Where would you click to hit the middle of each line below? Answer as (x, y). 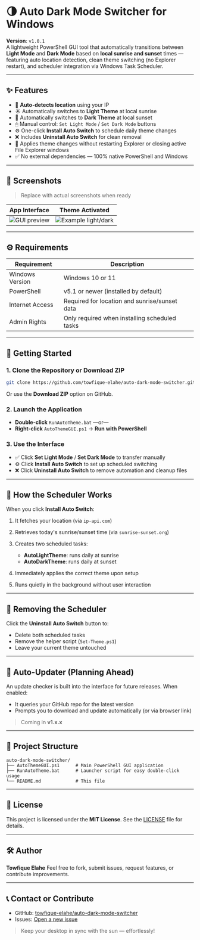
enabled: (17, 693)
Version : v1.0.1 (26, 41)
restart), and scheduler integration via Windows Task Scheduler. (85, 66)
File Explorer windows (42, 150)
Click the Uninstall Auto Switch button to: (57, 623)
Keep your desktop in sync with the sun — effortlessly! (88, 931)
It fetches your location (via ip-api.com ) (63, 521)
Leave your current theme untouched (60, 648)
